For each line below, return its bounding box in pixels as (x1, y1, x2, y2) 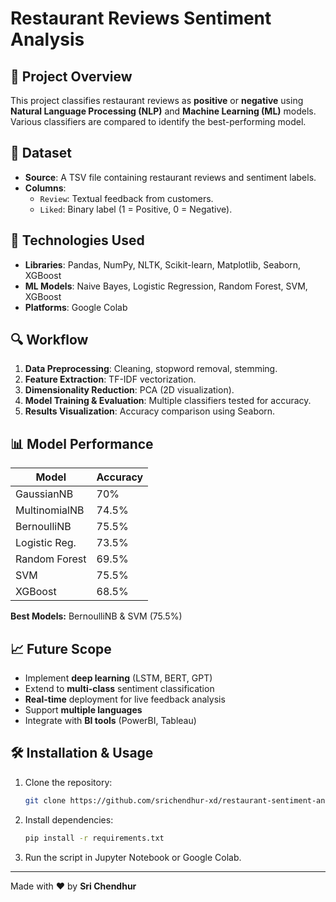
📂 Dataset (10, 145, 73, 162)
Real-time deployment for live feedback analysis (24, 693, 226, 706)
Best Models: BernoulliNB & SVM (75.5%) (10, 610, 183, 622)
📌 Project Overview (10, 68, 133, 85)
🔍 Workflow (10, 332, 89, 349)
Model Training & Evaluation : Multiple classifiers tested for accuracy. (24, 395, 312, 407)
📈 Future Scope (10, 640, 112, 657)
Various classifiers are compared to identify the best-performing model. (10, 116, 307, 127)
